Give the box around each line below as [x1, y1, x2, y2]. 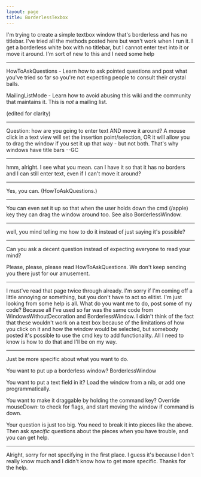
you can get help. [6, 434, 50, 441]
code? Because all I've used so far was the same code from [6, 306, 154, 313]
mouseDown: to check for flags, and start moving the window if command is [6, 403, 194, 410]
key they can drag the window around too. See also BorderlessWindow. [6, 211, 182, 218]
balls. [6, 80, 20, 87]
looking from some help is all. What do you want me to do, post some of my [6, 300, 193, 307]
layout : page [6, 8, 39, 15]
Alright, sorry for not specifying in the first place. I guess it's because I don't [6, 451, 194, 458]
